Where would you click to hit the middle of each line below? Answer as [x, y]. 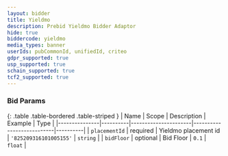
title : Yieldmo [29, 20]
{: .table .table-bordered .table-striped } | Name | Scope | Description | [106, 116]
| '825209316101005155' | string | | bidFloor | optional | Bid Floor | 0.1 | [107, 138]
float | [17, 145]
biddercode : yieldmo [37, 39]
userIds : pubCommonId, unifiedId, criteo [67, 52]
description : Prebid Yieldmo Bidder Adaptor [72, 26]
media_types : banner [37, 45]
